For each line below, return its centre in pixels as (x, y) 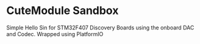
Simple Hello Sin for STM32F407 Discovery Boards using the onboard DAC (100, 28)
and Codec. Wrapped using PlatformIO (55, 34)
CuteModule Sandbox (62, 11)
